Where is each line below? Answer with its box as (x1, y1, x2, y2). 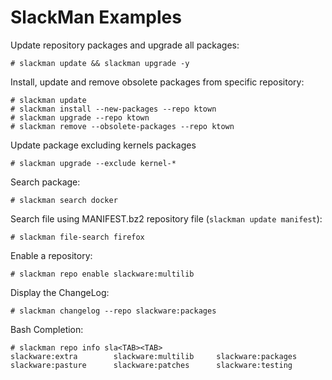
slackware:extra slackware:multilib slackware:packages (10, 351, 298, 361)
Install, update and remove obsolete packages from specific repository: (10, 76, 305, 88)
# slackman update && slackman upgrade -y (10, 58, 190, 68)
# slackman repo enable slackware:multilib (10, 269, 195, 279)
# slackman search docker (10, 195, 118, 205)
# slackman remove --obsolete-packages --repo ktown (10, 121, 235, 131)
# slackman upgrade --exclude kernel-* (10, 158, 177, 168)
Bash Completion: (10, 323, 84, 335)
